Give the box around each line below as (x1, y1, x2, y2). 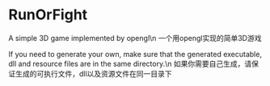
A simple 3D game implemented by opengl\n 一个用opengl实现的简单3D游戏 (8, 33, 262, 43)
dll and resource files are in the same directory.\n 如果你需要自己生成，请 (8, 59, 252, 68)
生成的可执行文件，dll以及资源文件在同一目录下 (15, 68, 172, 78)
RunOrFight (8, 6, 88, 24)
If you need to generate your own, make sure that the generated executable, (8, 49, 263, 59)
